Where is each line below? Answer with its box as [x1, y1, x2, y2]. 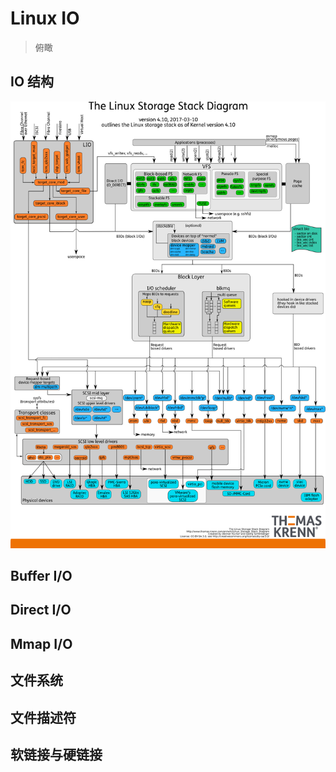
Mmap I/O [10, 635, 73, 652]
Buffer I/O [10, 567, 73, 584]
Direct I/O [10, 602, 72, 619]
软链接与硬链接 [10, 746, 103, 763]
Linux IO [10, 7, 80, 30]
